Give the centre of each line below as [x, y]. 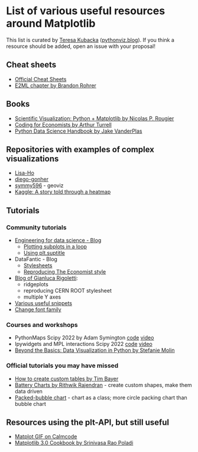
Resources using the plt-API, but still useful [88, 423]
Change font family [38, 310]
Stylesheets [38, 265]
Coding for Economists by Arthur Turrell [63, 124]
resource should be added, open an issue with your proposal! [81, 46]
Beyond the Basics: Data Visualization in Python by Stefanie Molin [95, 350]
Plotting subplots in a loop [55, 246]
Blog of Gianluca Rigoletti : [46, 278]
